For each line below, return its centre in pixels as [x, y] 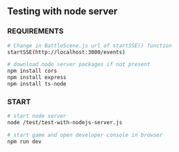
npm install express [37, 78]
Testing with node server [62, 11]
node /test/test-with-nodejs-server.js [65, 123]
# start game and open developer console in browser [85, 135]
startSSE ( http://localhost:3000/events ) [67, 52]
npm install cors [32, 71]
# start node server [37, 116]
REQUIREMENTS [35, 31]
